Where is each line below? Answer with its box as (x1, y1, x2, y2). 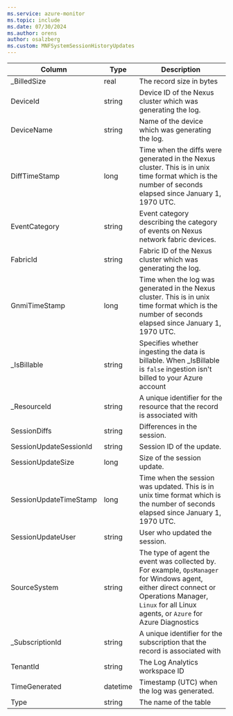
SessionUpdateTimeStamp (10, 495, 97, 504)
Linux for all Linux (139, 600, 197, 610)
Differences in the (139, 422, 198, 431)
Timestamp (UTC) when (139, 678, 218, 687)
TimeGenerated (10, 682, 62, 691)
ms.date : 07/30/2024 (7, 23, 67, 30)
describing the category (139, 217, 218, 227)
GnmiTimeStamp (10, 301, 66, 310)
